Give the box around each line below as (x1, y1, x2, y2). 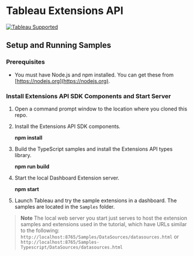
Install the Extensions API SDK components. (14, 123, 121, 130)
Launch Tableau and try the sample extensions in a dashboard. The (14, 197, 177, 204)
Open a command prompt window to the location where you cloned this (14, 105, 188, 112)
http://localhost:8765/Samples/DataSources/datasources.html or (20, 233, 180, 240)
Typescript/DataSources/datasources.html (20, 244, 123, 250)
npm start (14, 185, 39, 192)
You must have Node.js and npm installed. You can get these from (14, 71, 174, 78)
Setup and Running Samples (6, 40, 112, 50)
